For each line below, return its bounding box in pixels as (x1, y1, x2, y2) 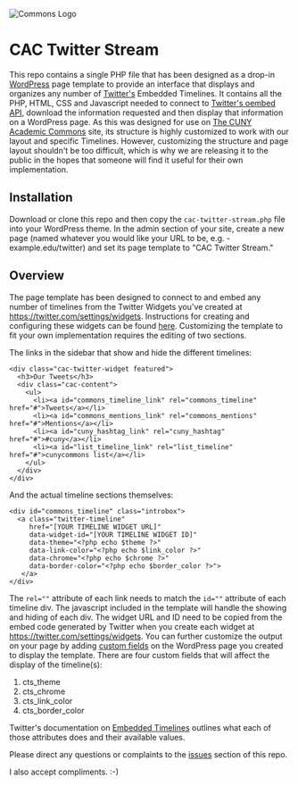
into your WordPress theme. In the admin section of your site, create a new (9, 223, 285, 234)
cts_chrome (21, 686, 66, 697)
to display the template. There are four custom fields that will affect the (9, 649, 270, 660)
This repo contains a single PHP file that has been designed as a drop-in (9, 69, 276, 79)
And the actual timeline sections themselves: (9, 489, 174, 500)
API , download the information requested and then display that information (9, 107, 284, 118)
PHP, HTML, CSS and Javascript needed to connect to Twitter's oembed (9, 97, 277, 108)
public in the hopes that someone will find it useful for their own (9, 155, 244, 165)
